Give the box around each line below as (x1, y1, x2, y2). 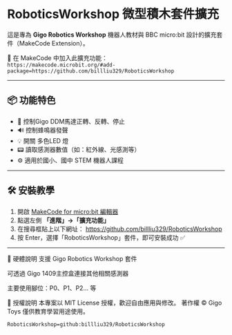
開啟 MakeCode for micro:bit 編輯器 (17, 207, 119, 216)
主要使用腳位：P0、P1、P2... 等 (7, 284, 97, 292)
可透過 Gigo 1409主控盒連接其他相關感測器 (7, 269, 129, 277)
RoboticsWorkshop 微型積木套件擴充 (7, 6, 220, 22)
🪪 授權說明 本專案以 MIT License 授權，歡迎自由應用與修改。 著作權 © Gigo (7, 298, 222, 307)
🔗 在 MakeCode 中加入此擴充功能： (7, 53, 108, 62)
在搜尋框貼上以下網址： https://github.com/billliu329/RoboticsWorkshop (17, 224, 222, 233)
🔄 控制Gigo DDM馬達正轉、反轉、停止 (17, 117, 126, 125)
